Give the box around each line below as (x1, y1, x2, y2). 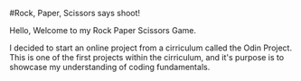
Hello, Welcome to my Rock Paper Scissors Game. (9, 25, 197, 35)
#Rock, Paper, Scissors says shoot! (9, 8, 141, 18)
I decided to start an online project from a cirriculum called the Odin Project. (9, 42, 292, 53)
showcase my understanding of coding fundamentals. (9, 62, 211, 72)
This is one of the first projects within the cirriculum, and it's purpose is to (9, 52, 285, 62)
